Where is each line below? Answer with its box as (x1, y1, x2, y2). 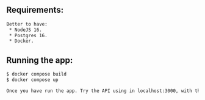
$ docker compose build (6, 71, 67, 77)
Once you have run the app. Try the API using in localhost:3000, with (6, 88, 192, 94)
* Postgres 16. (9, 32, 48, 38)
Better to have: (6, 21, 48, 27)
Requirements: (6, 5, 64, 15)
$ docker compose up (6, 77, 59, 83)
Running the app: (6, 55, 73, 65)
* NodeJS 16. (9, 27, 43, 33)
